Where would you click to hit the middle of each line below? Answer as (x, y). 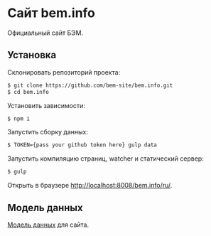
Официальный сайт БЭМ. (45, 33)
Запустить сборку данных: (48, 132)
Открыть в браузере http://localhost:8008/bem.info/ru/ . (90, 186)
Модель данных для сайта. (48, 225)
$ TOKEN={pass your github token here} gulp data (82, 145)
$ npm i (19, 119)
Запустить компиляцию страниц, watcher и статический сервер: (105, 159)
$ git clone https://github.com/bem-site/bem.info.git (90, 85)
